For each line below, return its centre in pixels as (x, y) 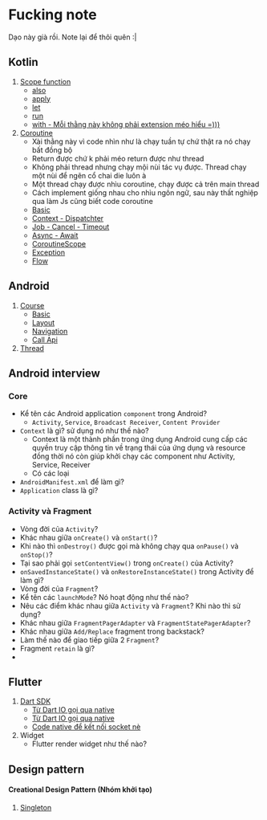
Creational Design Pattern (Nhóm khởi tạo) (80, 789)
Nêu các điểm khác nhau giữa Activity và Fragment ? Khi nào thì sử (130, 606)
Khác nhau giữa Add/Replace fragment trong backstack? (112, 631)
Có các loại (51, 473)
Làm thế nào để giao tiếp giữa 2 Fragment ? (89, 639)
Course (32, 305)
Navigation (50, 331)
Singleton (36, 807)
